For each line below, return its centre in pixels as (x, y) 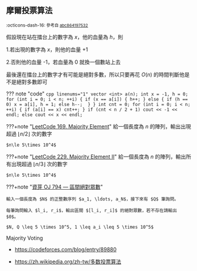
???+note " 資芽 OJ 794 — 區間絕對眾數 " (54, 187)
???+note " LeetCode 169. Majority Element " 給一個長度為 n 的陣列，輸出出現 (98, 126)
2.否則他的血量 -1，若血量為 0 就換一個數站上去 (64, 62)
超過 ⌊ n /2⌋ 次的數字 (29, 134)
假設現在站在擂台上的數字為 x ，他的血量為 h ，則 (65, 37)
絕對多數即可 (32, 82)
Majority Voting (24, 238)
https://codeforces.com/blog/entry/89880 (66, 249)
